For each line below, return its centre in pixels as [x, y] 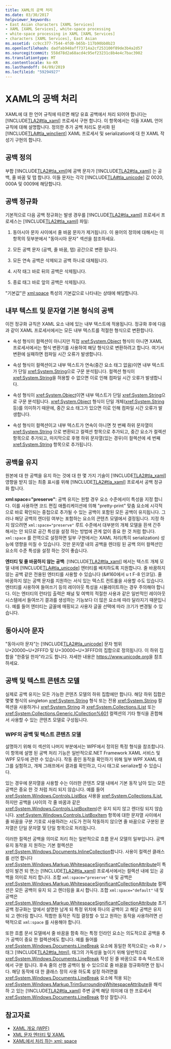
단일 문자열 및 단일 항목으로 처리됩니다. [58, 828]
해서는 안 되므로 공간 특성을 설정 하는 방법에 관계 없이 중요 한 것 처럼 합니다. [81, 531]
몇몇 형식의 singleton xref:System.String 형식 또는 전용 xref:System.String [81, 700]
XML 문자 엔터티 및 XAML [39, 1035]
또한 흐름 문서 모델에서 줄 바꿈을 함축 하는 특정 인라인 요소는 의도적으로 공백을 [83, 933]
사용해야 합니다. [66, 922]
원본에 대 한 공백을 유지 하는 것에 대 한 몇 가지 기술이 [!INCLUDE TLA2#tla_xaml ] [86, 476]
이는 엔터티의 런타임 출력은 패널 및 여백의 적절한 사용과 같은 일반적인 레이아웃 [89, 593]
